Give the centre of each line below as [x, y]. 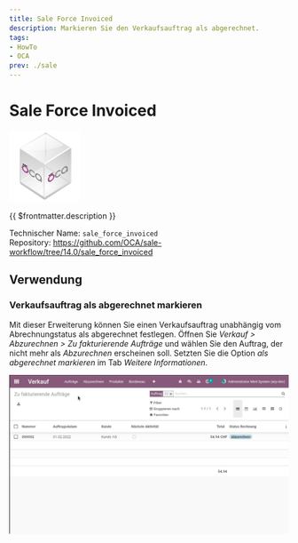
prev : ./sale [33, 66]
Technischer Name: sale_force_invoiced [83, 233]
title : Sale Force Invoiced [61, 19]
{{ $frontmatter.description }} [63, 216]
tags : [19, 37]
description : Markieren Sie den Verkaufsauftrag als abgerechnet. [134, 28]
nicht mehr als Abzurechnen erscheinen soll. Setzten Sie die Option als [139, 353]
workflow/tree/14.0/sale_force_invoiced [81, 252]
